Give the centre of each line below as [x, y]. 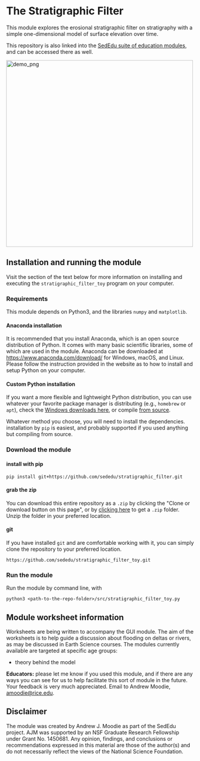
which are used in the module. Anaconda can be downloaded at [84, 351]
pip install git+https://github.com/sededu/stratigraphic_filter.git [95, 477]
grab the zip [21, 490]
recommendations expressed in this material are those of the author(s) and [98, 745]
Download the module [39, 450]
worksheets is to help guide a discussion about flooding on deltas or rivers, [99, 638]
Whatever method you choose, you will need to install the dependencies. [96, 422]
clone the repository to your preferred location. [64, 549]
